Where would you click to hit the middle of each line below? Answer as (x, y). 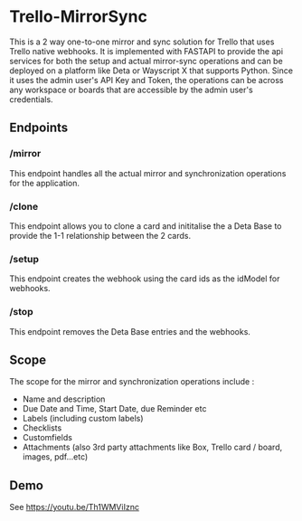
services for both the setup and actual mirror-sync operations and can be (146, 61)
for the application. (44, 183)
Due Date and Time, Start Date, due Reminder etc (114, 409)
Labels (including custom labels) (83, 419)
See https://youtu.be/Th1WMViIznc (75, 507)
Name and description (64, 399)
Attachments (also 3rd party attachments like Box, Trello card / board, (152, 447)
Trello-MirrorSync (78, 17)
